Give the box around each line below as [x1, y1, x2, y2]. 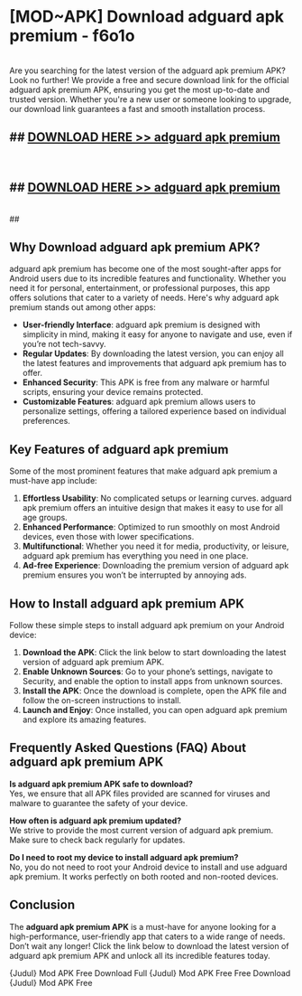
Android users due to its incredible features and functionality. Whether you [9, 273, 287, 284]
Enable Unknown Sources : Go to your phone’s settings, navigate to [22, 666, 273, 677]
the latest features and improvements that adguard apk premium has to [22, 358, 287, 369]
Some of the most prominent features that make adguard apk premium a [9, 465, 278, 476]
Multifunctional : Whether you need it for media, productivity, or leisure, [22, 540, 289, 552]
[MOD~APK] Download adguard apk [9, 6, 285, 27]
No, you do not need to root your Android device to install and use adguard [9, 861, 288, 872]
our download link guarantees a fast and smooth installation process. [9, 103, 266, 114]
